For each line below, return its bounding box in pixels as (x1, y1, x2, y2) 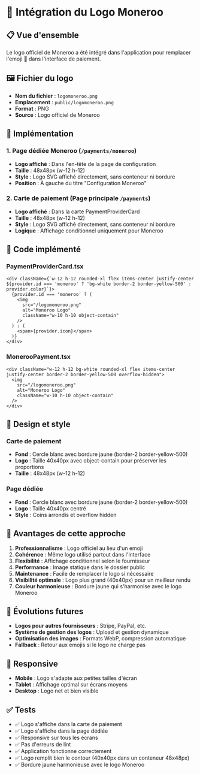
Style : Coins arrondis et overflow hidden (14, 511, 117, 518)
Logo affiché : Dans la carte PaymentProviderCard (14, 208, 140, 215)
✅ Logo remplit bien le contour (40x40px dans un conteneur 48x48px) (14, 754, 190, 761)
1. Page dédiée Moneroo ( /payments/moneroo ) (6, 147, 137, 155)
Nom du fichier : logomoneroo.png (14, 92, 98, 99)
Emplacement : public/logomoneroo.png (14, 98, 114, 105)
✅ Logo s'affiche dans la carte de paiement (14, 721, 123, 728)
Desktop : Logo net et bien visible (14, 687, 99, 694)
